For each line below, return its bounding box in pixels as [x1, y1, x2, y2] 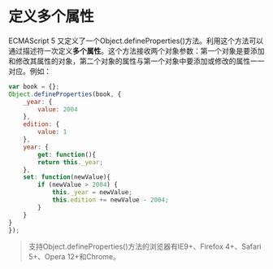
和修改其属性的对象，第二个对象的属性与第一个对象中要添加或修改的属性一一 [8, 56, 265, 66]
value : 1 [37, 128, 67, 137]
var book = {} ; [8, 82, 60, 90]
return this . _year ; [37, 158, 104, 167]
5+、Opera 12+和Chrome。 [28, 252, 120, 262]
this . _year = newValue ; [51, 189, 132, 197]
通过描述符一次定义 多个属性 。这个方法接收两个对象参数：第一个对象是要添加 [8, 46, 265, 55]
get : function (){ [37, 150, 96, 158]
